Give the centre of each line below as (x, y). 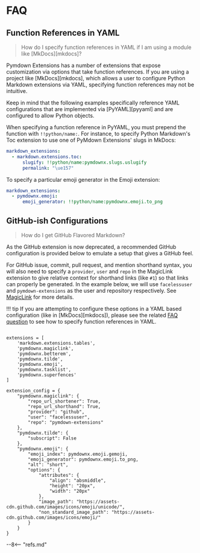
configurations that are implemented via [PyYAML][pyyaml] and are (90, 109)
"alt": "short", (48, 465)
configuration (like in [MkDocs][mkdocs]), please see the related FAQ (92, 315)
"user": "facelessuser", (59, 417)
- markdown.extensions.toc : (47, 157)
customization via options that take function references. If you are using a (98, 72)
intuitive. (17, 91)
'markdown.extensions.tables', (56, 343)
